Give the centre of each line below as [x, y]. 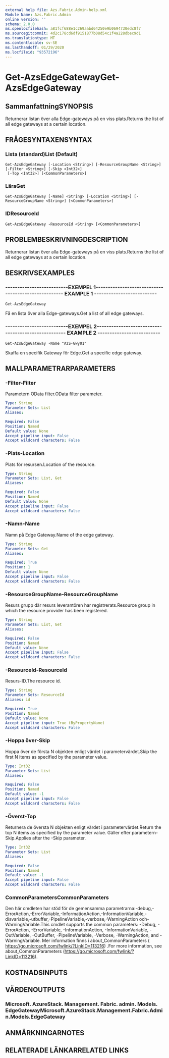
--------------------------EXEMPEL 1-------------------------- [82, 287]
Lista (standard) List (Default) [42, 154]
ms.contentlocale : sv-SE [31, 43]
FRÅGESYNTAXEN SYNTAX [49, 140]
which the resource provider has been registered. [57, 611]
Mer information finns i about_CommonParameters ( [96, 941]
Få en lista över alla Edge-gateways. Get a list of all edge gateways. [75, 313]
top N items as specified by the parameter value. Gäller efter [68, 833]
